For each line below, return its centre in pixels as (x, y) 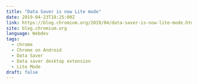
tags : (13, 39)
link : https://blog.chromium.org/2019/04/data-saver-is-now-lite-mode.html (101, 22)
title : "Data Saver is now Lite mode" (54, 12)
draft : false (22, 72)
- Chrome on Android (37, 50)
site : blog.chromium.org (37, 28)
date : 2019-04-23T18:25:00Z (41, 17)
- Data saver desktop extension (51, 61)
